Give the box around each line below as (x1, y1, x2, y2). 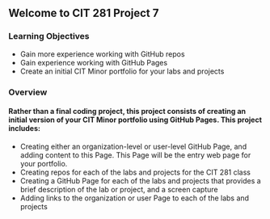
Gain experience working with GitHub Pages (19, 57, 168, 67)
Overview (8, 86, 48, 98)
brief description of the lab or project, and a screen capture (19, 184, 218, 194)
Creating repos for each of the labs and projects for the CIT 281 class (19, 167, 251, 177)
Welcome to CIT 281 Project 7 (8, 6, 159, 20)
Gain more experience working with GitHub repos (19, 48, 185, 59)
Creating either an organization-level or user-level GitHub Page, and (19, 141, 247, 151)
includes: (8, 124, 40, 133)
